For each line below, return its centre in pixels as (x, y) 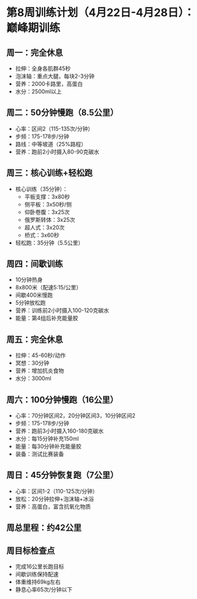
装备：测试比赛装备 (40, 454)
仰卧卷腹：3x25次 (47, 212)
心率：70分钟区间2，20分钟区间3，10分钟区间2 (75, 416)
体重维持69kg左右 (38, 582)
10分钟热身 (29, 280)
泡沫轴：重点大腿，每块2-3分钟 (55, 76)
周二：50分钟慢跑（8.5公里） (62, 113)
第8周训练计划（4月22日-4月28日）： (101, 13)
